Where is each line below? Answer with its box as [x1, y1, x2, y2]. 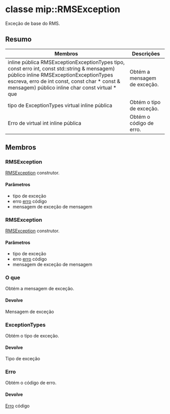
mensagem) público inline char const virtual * [8, 84, 117, 91]
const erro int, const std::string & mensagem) [8, 65, 115, 72]
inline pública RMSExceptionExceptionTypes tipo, [8, 58, 125, 65]
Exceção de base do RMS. [5, 20, 60, 26]
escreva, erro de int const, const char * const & [8, 78, 120, 85]
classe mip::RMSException [5, 4, 120, 15]
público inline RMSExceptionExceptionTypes [8, 71, 113, 78]
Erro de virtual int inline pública [8, 119, 82, 126]
